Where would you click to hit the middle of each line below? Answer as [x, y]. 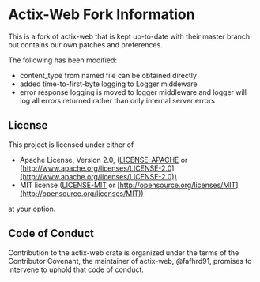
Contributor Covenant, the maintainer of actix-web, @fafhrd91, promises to [130, 261]
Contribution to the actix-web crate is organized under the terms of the [124, 252]
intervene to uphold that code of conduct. [76, 269]
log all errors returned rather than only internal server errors [117, 100]
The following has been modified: [62, 60]
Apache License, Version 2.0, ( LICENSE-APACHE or [104, 160]
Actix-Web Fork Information [102, 15]
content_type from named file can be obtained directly [108, 75]
